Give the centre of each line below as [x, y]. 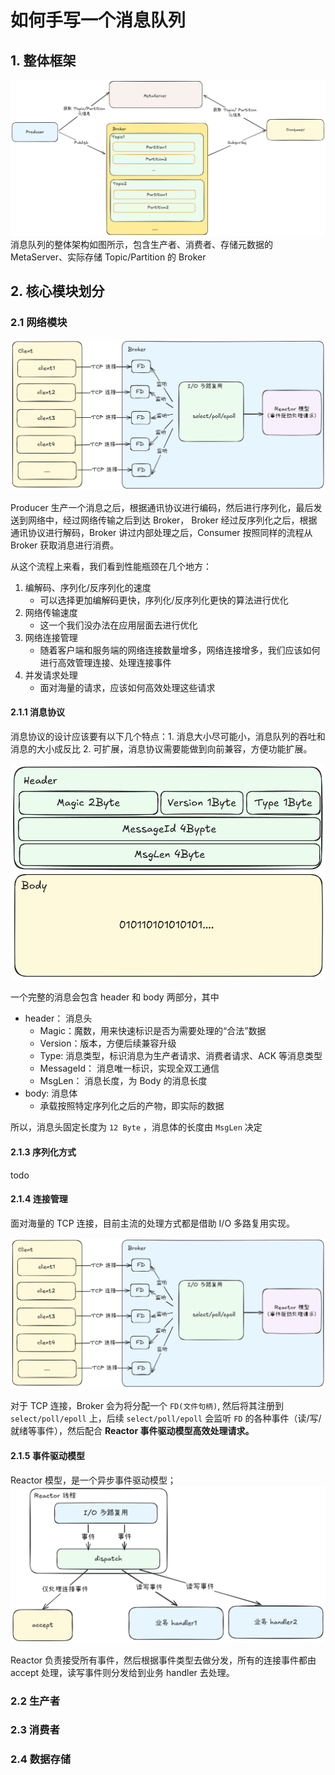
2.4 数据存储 [41, 1759]
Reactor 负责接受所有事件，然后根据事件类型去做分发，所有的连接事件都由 [163, 1660]
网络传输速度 [51, 612]
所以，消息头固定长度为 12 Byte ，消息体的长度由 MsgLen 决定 [136, 1127]
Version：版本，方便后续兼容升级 [108, 1043]
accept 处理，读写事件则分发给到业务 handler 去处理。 [122, 1672]
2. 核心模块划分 [57, 291]
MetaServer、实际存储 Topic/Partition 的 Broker [108, 257]
